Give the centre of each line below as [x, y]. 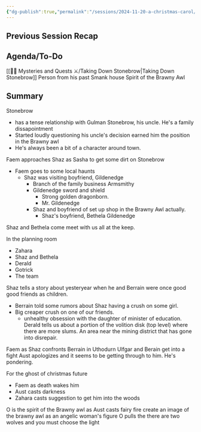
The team [27, 276]
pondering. [20, 362]
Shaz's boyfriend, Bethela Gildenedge [89, 215]
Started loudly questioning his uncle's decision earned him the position [102, 135]
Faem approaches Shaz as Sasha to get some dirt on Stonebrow [85, 159]
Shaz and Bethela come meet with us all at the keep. [71, 227]
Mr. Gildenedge [60, 203]
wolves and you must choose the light [53, 422]
